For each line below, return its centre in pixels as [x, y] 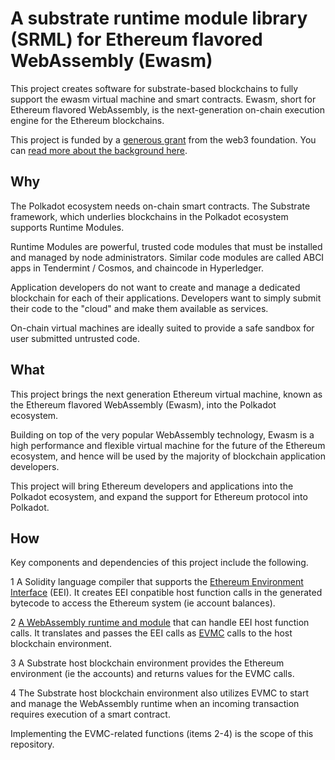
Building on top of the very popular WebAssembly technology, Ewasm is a [162, 434]
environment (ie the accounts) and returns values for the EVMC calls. [152, 674]
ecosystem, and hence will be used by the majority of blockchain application [168, 456]
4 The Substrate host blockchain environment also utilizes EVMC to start [159, 693]
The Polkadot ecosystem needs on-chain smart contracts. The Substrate [160, 206]
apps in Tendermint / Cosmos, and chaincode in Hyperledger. [137, 268]
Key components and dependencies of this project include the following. [159, 563]
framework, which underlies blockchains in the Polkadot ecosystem [149, 216]
